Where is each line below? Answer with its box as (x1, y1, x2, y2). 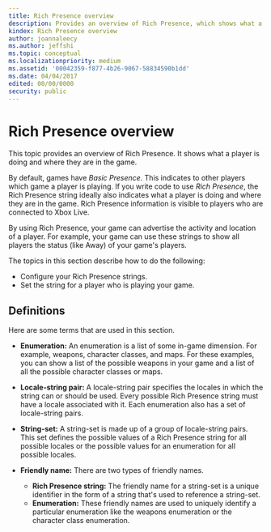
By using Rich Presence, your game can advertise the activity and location (8, 223, 256, 233)
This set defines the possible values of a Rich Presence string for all (19, 432, 247, 442)
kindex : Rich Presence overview (8, 27, 117, 35)
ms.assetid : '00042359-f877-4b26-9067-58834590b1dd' (8, 65, 190, 73)
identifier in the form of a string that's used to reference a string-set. (32, 490, 260, 500)
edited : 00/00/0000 (8, 79, 74, 87)
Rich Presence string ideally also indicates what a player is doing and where (8, 190, 261, 200)
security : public (8, 87, 67, 96)
